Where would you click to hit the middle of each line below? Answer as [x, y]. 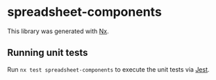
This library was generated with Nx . [58, 31]
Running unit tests [48, 53]
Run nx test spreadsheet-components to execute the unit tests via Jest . [108, 69]
